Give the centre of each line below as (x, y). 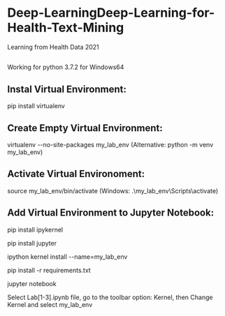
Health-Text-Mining (66, 28)
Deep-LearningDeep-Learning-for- (111, 13)
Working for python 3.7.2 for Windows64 (66, 67)
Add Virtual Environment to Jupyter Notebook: (111, 213)
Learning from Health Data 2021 (53, 47)
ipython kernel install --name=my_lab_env (67, 257)
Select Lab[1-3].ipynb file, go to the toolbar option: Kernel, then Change (110, 297)
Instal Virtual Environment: (67, 89)
